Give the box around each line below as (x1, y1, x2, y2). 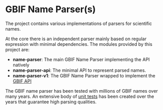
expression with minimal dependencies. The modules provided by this (5, 41, 152, 47)
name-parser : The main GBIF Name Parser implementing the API (12, 56, 150, 62)
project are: (5, 46, 30, 52)
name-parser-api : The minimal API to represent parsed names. (12, 67, 147, 73)
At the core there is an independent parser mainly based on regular (5, 36, 147, 42)
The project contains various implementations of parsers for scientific (5, 20, 152, 26)
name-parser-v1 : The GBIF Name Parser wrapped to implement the (12, 72, 156, 78)
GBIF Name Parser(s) (5, 4, 96, 15)
